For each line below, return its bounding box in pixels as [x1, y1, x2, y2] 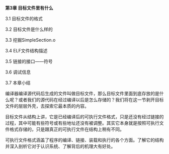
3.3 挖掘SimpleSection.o [5, 37, 56, 43]
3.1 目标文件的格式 [5, 16, 43, 22]
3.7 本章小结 [5, 80, 31, 86]
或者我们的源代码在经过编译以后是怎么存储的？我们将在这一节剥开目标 [18, 97, 164, 103]
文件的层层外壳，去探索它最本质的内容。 [5, 103, 89, 109]
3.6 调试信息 [5, 69, 31, 75]
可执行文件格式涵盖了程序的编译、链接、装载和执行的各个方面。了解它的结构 [5, 137, 164, 143]
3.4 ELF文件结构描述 [5, 48, 48, 53]
